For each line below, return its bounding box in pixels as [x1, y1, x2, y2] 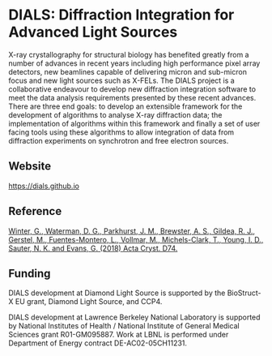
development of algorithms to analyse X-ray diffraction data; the [8, 109, 223, 119]
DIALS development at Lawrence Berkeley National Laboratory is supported [8, 312, 261, 322]
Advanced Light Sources [8, 23, 178, 41]
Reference [8, 204, 62, 218]
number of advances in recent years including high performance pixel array [8, 58, 261, 68]
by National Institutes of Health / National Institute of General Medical [8, 321, 240, 331]
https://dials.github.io [8, 181, 79, 191]
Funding [8, 266, 51, 281]
